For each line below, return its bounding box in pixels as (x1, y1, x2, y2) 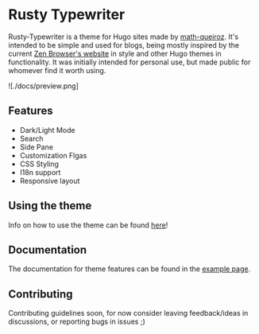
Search (19, 134, 44, 143)
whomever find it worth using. (8, 65, 106, 75)
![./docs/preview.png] (8, 81, 79, 91)
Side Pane (19, 142, 54, 152)
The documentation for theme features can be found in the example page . (8, 264, 251, 274)
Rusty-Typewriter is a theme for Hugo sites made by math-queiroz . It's (8, 32, 239, 41)
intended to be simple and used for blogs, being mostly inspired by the (8, 40, 240, 49)
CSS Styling (19, 159, 60, 169)
